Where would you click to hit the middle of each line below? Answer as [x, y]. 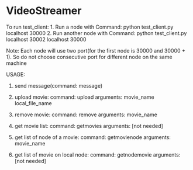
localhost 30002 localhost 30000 [46, 39]
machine [17, 63]
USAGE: [15, 74]
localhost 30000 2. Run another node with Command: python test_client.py [96, 33]
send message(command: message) [58, 85]
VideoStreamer [44, 11]
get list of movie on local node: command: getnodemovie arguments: [97, 155]
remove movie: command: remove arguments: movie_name [86, 115]
